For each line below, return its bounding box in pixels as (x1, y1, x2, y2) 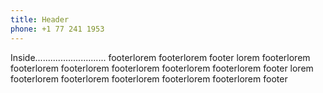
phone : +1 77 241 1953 (10, 24, 105, 34)
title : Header (10, 14, 70, 25)
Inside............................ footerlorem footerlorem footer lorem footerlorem (10, 51, 311, 63)
